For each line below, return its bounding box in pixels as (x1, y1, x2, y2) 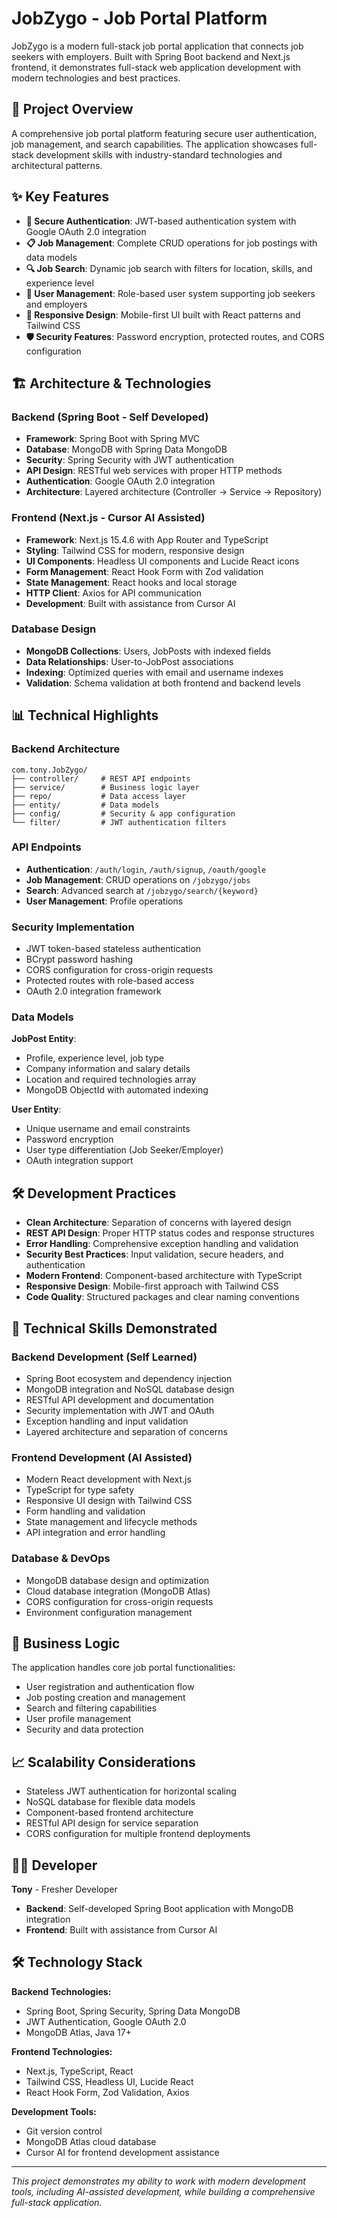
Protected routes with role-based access (25, 975, 195, 987)
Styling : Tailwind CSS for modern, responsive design (25, 544, 245, 556)
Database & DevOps (11, 1552, 111, 1566)
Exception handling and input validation (25, 1415, 189, 1427)
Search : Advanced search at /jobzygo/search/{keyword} (25, 884, 259, 896)
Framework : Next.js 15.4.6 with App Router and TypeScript (25, 533, 269, 546)
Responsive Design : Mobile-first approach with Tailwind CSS (25, 1280, 279, 1292)
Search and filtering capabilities (25, 1702, 158, 1714)
